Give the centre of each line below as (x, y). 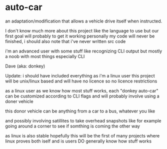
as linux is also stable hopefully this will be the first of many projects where (82, 135)
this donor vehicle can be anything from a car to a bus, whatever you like (80, 111)
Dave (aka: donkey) (25, 66)
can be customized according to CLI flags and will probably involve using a (82, 96)
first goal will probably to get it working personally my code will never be (80, 36)
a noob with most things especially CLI (45, 56)
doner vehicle (19, 101)
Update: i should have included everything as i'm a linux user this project (80, 75)
